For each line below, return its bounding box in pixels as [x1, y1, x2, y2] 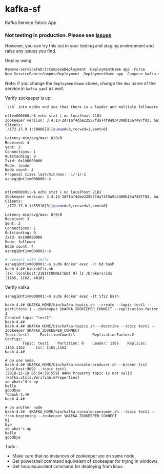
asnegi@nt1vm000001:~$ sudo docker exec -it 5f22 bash [5, 294, 119, 299]
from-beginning [5, 413, 36, 418]
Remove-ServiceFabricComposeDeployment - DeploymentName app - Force [5, 67, 145, 72]
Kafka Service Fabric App [5, 20, 57, 25]
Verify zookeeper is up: [5, 95, 52, 101]
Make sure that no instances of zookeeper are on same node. [12, 453, 136, 459]
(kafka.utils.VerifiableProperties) [5, 375, 80, 380]
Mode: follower [5, 239, 36, 244]
